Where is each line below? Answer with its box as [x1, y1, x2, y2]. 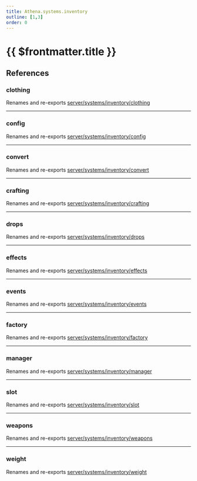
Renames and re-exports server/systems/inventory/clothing [6, 99, 151, 106]
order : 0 [6, 19, 28, 25]
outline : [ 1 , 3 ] [6, 14, 43, 20]
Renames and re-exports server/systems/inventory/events [6, 300, 147, 308]
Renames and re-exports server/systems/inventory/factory [6, 334, 148, 341]
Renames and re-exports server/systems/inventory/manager [6, 368, 152, 375]
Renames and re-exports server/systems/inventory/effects [6, 267, 148, 274]
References [6, 68, 49, 78]
